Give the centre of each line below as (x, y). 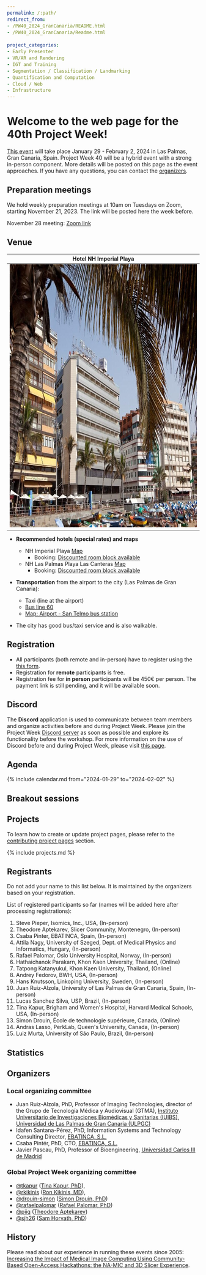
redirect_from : (26, 19)
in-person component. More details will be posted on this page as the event (102, 165)
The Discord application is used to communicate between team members (99, 719)
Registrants (30, 872)
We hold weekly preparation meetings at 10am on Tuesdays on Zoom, (95, 204)
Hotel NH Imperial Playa (103, 259)
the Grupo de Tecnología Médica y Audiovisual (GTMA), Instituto (97, 1111)
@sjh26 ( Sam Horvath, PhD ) (51, 1218)
